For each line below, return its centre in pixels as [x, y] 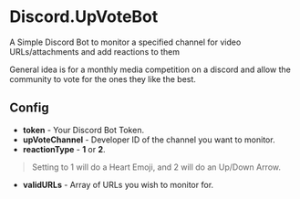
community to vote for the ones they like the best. [103, 79]
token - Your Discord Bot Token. [83, 130]
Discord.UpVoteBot [84, 17]
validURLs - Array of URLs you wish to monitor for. [118, 184]
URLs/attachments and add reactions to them [95, 51]
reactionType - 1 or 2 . [64, 149]
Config [29, 108]
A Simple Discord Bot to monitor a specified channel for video [125, 42]
